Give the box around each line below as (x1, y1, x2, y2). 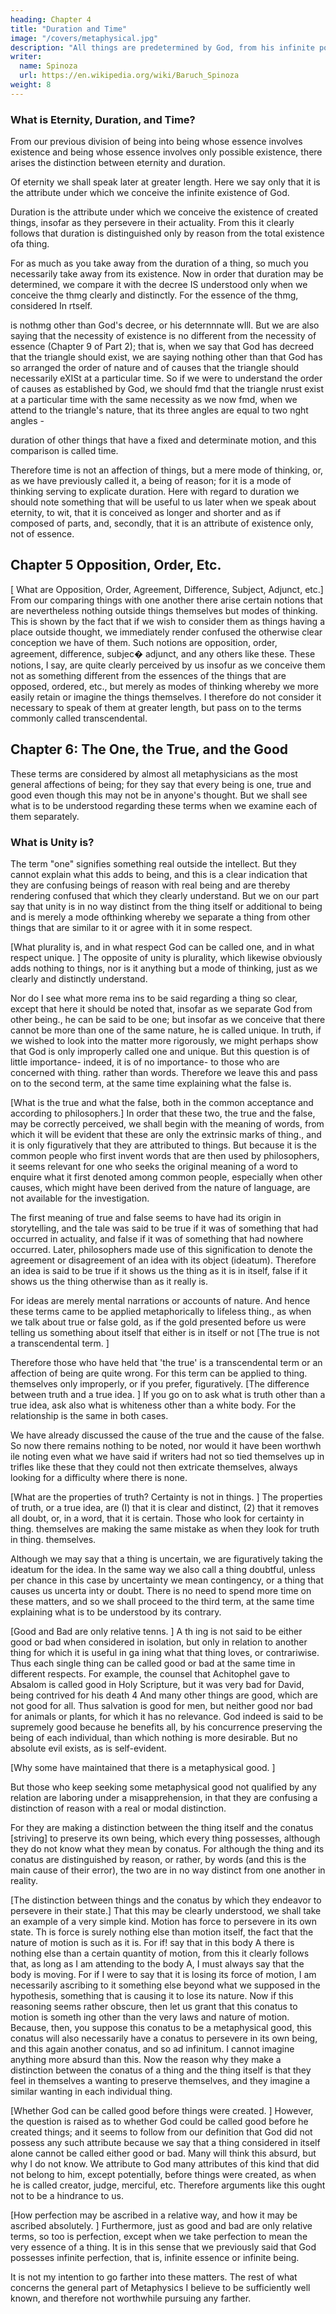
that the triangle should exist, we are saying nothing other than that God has (10, 351, 323, 363)
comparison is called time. (10, 445, 119, 457)
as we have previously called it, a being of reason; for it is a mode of (10, 475, 292, 487)
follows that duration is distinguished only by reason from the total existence (10, 227, 325, 240)
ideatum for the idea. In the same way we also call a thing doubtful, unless (10, 1563, 316, 1575)
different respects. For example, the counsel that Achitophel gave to (10, 1667, 290, 1680)
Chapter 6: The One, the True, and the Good (10, 741, 288, 758)
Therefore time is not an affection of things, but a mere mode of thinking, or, (10, 464, 324, 476)
